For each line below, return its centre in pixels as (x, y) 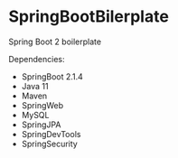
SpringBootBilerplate (89, 17)
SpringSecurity (49, 144)
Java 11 (35, 86)
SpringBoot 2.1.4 (52, 76)
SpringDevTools (51, 134)
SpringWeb (42, 105)
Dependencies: (37, 59)
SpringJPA (41, 125)
